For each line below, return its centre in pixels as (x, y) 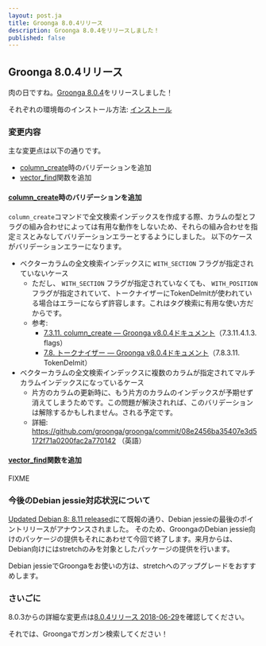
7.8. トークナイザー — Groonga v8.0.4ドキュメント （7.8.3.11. (142, 352)
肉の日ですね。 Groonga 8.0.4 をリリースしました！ (91, 93)
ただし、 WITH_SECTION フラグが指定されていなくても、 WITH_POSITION (145, 283)
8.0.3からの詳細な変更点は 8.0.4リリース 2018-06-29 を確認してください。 (128, 617)
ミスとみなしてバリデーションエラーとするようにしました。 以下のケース (134, 236)
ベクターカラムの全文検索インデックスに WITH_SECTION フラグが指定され (137, 263)
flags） (55, 342)
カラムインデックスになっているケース (82, 382)
